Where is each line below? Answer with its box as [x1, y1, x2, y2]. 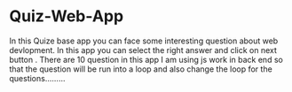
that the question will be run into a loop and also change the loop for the [9, 64, 272, 74]
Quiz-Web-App [9, 6, 124, 27]
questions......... [9, 73, 66, 83]
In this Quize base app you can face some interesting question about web [9, 35, 279, 46]
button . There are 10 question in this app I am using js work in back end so [9, 54, 284, 65]
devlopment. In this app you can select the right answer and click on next [9, 44, 278, 55]
